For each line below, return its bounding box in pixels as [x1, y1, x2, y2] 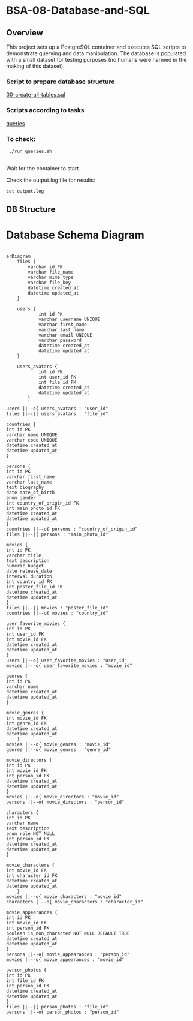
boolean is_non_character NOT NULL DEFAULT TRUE [6, 930, 130, 936]
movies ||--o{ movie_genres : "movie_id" [6, 741, 111, 747]
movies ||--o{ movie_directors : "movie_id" [6, 794, 119, 800]
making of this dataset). [6, 62, 65, 70]
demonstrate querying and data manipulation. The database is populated [6, 50, 186, 57]
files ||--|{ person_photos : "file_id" [6, 1004, 109, 1010]
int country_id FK [6, 578, 52, 585]
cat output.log [6, 188, 44, 194]
